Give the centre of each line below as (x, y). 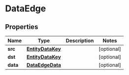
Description (80, 41)
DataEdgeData (44, 65)
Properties (22, 27)
